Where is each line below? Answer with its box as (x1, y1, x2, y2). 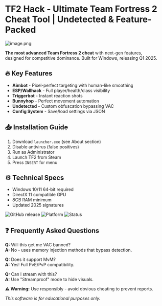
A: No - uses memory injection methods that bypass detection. (5, 247, 132, 253)
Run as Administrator (12, 149, 55, 155)
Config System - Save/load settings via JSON (12, 108, 105, 114)
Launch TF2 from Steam (12, 154, 61, 160)
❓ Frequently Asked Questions (5, 226, 99, 235)
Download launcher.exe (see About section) (12, 139, 101, 144)
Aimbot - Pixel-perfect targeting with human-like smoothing (12, 82, 134, 88)
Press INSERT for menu (12, 159, 58, 165)
